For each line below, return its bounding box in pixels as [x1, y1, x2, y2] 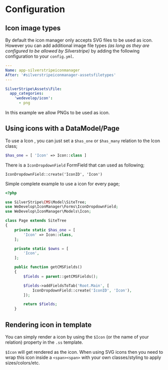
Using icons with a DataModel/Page [5, 124, 120, 133]
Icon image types [5, 24, 61, 32]
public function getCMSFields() [14, 265, 82, 270]
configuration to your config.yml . [5, 53, 74, 59]
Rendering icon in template [5, 320, 92, 329]
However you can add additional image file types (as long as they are [5, 43, 150, 49]
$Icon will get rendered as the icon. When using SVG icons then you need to [5, 349, 163, 355]
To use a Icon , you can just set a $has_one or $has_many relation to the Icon [5, 138, 160, 144]
